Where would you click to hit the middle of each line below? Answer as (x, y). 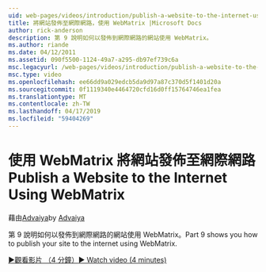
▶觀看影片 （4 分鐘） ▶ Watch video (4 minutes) (87, 259)
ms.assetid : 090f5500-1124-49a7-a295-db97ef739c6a (93, 60)
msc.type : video (35, 75)
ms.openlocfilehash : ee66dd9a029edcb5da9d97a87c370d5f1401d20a (115, 82)
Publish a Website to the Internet (118, 178)
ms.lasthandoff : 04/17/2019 (55, 112)
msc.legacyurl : (33, 67)
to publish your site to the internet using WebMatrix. (93, 243)
